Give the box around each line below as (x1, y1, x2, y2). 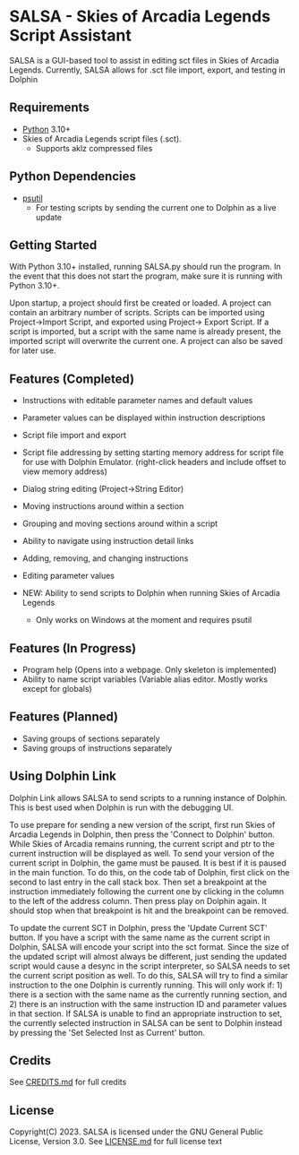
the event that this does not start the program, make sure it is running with (9, 271, 283, 281)
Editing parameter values (21, 571, 115, 582)
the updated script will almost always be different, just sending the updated (9, 951, 287, 961)
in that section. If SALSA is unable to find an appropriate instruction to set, (9, 1008, 283, 1019)
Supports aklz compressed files (35, 142, 153, 153)
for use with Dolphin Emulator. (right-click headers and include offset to (21, 457, 286, 468)
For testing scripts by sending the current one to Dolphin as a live (35, 202, 277, 212)
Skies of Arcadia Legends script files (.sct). (21, 133, 182, 144)
